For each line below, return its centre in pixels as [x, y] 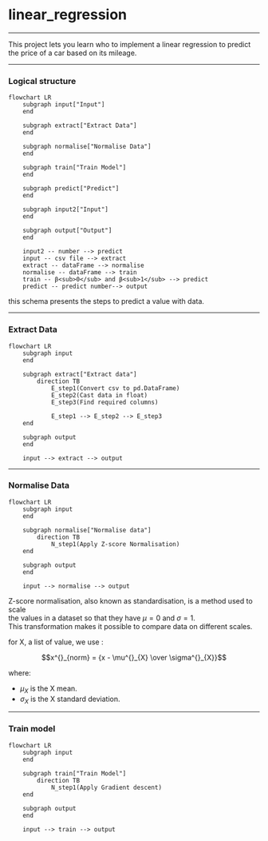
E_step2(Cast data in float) [99, 395]
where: [20, 672]
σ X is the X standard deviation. [70, 700]
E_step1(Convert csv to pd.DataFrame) [115, 388]
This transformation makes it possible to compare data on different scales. [130, 626]
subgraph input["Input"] [64, 105]
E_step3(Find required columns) [104, 402]
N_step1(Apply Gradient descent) [106, 787]
